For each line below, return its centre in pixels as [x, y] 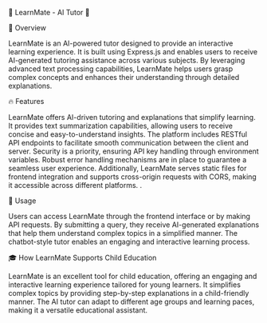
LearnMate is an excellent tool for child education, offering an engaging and [133, 276]
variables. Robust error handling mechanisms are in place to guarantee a [128, 160]
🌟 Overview [27, 28]
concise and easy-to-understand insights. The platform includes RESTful [128, 134]
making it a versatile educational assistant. [78, 310]
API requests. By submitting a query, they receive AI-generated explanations [134, 225]
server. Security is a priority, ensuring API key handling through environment [133, 151]
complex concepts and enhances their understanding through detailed [124, 77]
